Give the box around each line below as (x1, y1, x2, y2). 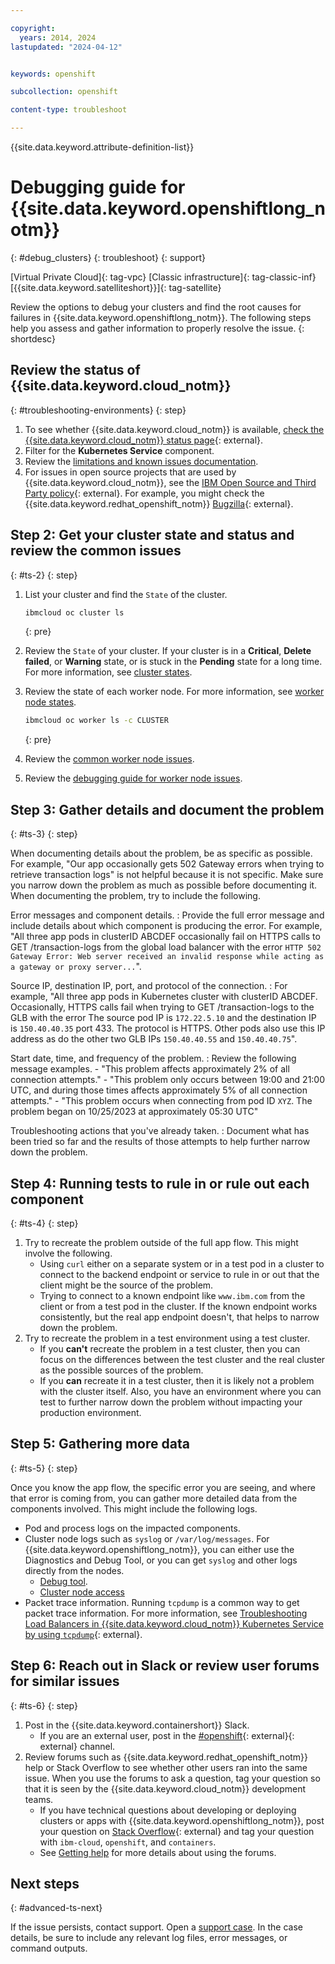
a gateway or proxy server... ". (10, 961, 142, 973)
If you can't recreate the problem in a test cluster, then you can (39, 1342, 301, 1355)
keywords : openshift (10, 69, 97, 79)
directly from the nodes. (24, 1564, 125, 1576)
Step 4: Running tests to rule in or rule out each (10, 1175, 310, 1192)
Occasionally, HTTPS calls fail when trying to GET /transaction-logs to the (10, 1001, 315, 1013)
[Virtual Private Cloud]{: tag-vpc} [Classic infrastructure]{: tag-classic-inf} (10, 271, 317, 283)
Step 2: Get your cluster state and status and (10, 527, 295, 544)
